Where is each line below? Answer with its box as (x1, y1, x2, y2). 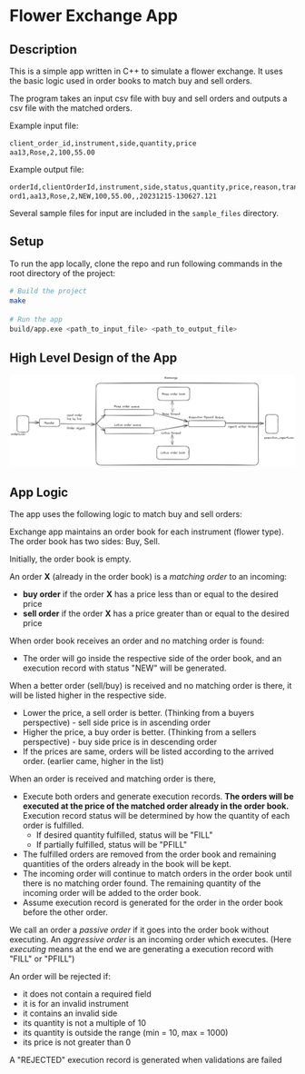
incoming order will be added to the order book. (22, 888, 202, 899)
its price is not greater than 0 (22, 1037, 132, 1048)
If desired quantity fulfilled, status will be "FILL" (35, 830, 213, 840)
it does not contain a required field (22, 989, 152, 999)
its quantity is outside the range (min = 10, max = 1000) (22, 1028, 229, 1039)
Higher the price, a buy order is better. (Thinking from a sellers (22, 727, 257, 738)
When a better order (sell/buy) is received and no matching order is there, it (9, 681, 292, 691)
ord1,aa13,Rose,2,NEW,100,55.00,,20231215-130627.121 (9, 192, 218, 201)
